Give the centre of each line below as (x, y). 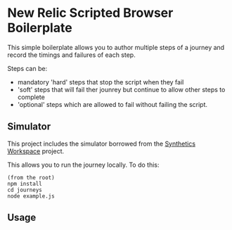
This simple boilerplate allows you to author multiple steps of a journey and (116, 47)
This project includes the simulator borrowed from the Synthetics (101, 143)
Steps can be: (27, 68)
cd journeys (25, 190)
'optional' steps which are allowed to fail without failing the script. (112, 104)
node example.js (31, 196)
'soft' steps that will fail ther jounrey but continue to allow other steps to (121, 89)
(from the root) (31, 177)
